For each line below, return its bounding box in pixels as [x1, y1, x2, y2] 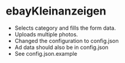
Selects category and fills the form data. [14, 24, 116, 31]
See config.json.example [14, 50, 78, 57]
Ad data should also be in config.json [14, 44, 108, 51]
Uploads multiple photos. [14, 30, 78, 38]
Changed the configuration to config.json [14, 37, 119, 44]
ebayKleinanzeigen [6, 4, 107, 18]
